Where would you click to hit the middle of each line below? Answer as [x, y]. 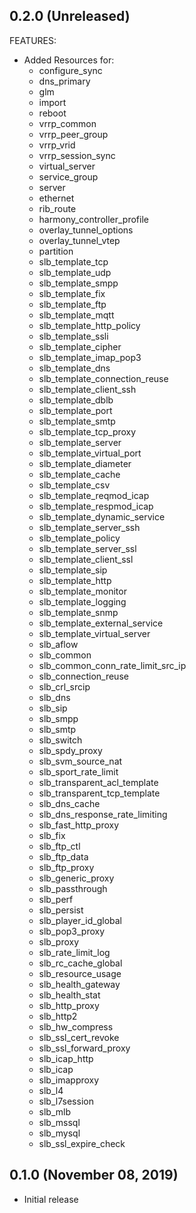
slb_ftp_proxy [66, 867]
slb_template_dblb [76, 400]
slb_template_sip [73, 570]
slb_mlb [55, 1111]
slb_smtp [57, 729]
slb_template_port [75, 410]
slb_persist [61, 910]
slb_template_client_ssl [86, 559]
